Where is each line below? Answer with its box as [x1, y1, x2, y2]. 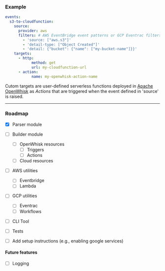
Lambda [19, 183, 36, 189]
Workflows [19, 208, 42, 214]
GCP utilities [12, 193, 37, 199]
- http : [18, 56, 34, 61]
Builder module [12, 131, 43, 137]
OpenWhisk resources [19, 141, 65, 147]
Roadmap [5, 110, 28, 117]
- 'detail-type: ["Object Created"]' [23, 42, 100, 47]
